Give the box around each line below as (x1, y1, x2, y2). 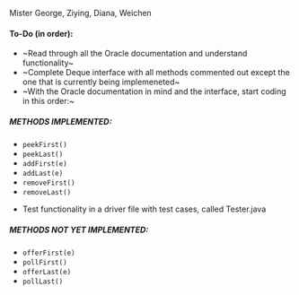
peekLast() (22, 150, 64, 160)
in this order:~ (22, 96, 75, 107)
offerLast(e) (22, 268, 72, 277)
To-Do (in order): (9, 28, 74, 39)
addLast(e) (22, 169, 64, 178)
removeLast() (22, 188, 72, 197)
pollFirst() (22, 258, 67, 267)
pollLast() (22, 277, 64, 286)
